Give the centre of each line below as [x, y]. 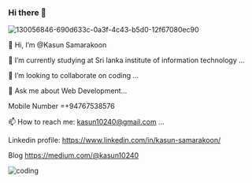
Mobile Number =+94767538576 [62, 106]
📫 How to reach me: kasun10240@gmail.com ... [86, 122]
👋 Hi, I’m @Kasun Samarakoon [57, 45]
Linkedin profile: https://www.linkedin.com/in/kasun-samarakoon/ [115, 140]
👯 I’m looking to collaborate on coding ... [74, 76]
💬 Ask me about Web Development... [68, 91]
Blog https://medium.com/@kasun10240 [74, 155]
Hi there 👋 [28, 13]
